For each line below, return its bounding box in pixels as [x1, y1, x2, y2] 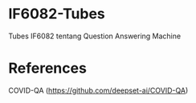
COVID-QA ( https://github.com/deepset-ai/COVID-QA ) [8, 85, 189, 95]
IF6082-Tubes [8, 5, 106, 23]
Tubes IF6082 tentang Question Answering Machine [8, 31, 182, 41]
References [8, 59, 87, 77]
